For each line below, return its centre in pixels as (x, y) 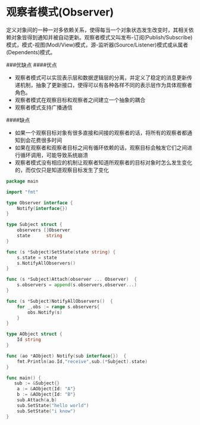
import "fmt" (22, 192)
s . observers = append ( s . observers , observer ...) (77, 285)
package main (22, 181)
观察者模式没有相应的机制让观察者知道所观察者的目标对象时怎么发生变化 (103, 162)
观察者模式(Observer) (60, 12)
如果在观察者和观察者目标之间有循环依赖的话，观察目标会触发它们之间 (101, 147)
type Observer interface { (40, 203)
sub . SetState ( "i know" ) (46, 411)
